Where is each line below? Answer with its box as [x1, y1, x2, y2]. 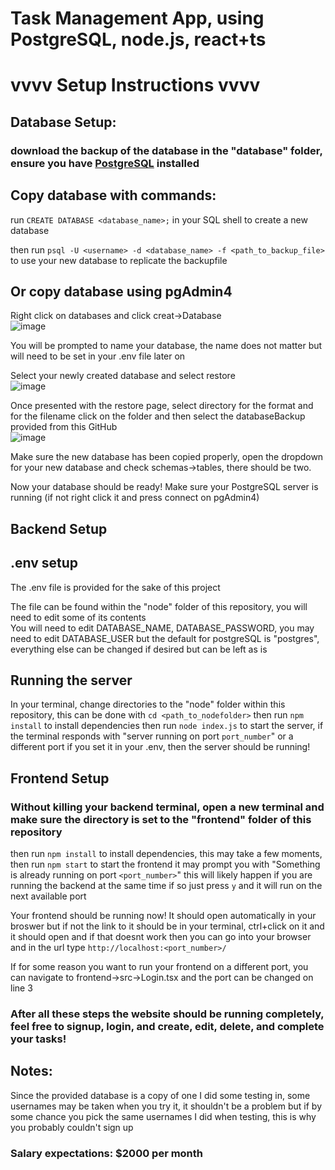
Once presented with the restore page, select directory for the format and [10, 400, 314, 412]
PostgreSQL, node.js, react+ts [10, 28, 267, 51]
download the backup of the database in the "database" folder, [10, 143, 323, 157]
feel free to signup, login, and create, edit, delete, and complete [10, 1019, 325, 1033]
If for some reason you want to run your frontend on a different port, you [10, 961, 309, 973]
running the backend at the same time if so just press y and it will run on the [10, 880, 323, 892]
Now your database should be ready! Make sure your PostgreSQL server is [10, 481, 319, 493]
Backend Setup [10, 520, 108, 537]
